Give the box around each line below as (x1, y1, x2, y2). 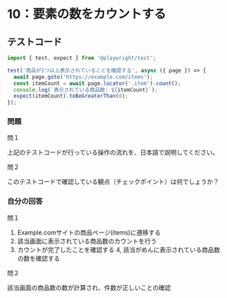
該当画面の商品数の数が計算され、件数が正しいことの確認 (7, 284, 171, 292)
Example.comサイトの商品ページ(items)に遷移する (17, 228, 161, 237)
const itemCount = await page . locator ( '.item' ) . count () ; (13, 80, 181, 87)
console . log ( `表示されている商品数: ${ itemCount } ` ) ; (13, 86, 158, 93)
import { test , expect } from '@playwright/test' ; (7, 54, 156, 61)
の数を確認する (17, 254, 60, 262)
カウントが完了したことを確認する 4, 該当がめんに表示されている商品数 (17, 246, 220, 254)
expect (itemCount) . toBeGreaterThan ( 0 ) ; (13, 92, 129, 100)
